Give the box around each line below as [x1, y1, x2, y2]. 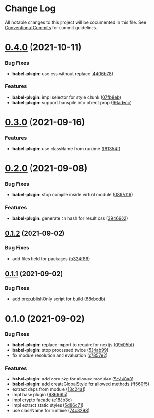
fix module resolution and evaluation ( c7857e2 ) [12, 352, 108, 358]
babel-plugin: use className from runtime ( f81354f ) [12, 146, 121, 152]
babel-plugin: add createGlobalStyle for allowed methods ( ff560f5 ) [12, 381, 149, 387]
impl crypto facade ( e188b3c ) [12, 397, 72, 403]
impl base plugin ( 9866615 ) [12, 392, 68, 398]
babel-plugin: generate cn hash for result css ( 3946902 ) [12, 215, 128, 221]
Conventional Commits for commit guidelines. [5, 24, 97, 30]
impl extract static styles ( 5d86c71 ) [12, 402, 84, 408]
